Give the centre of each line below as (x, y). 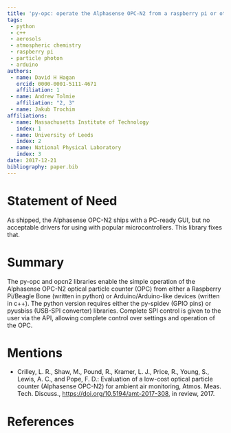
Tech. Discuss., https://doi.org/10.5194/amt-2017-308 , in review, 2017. (116, 394)
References (41, 422)
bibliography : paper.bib (43, 167)
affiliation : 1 (38, 90)
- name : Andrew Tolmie (43, 97)
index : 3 (29, 154)
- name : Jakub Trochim (43, 109)
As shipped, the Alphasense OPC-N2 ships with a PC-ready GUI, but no (109, 220)
